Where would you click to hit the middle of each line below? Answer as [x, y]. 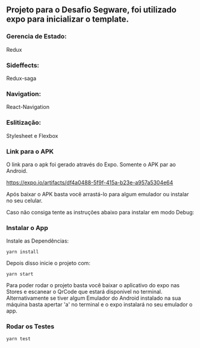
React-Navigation [28, 107]
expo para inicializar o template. [68, 20]
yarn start [20, 274]
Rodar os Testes [30, 326]
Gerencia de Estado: [37, 37]
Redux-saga [21, 78]
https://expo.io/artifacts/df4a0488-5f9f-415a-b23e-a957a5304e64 [90, 182]
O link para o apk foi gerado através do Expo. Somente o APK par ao [91, 164]
